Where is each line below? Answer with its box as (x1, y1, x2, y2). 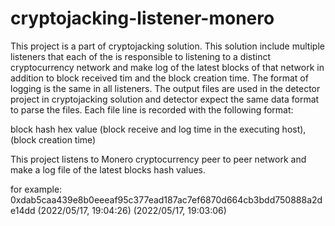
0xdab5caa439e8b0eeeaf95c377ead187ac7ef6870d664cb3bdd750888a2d (10, 193, 323, 206)
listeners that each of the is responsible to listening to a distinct (10, 50, 272, 62)
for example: (10, 183, 63, 195)
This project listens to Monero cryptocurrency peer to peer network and (10, 153, 307, 165)
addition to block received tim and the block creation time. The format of (10, 72, 309, 84)
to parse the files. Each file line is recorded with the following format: (10, 103, 294, 116)
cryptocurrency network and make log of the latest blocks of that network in (10, 61, 325, 73)
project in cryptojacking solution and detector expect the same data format (10, 93, 320, 105)
